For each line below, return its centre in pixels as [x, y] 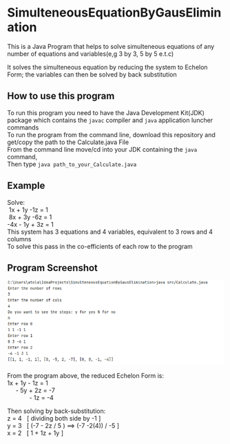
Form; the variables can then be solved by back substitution [92, 74]
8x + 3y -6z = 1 [30, 217]
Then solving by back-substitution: [56, 411]
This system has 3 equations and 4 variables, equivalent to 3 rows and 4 [110, 232]
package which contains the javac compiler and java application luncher [110, 120]
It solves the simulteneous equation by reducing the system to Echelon [107, 67]
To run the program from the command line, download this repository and [111, 134]
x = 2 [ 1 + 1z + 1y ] [35, 433]
